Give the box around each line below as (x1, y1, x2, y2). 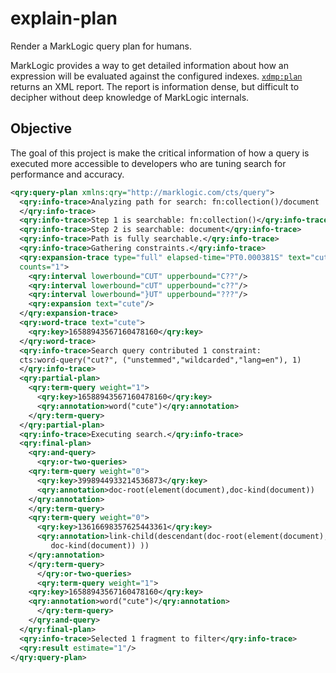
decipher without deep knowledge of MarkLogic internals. (10, 91, 250, 103)
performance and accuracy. (10, 168, 125, 180)
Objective (10, 120, 73, 137)
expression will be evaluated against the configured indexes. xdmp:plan (10, 70, 303, 82)
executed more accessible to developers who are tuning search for (10, 157, 287, 169)
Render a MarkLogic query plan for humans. (10, 40, 192, 52)
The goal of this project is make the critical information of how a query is (10, 147, 310, 159)
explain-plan (10, 7, 118, 30)
